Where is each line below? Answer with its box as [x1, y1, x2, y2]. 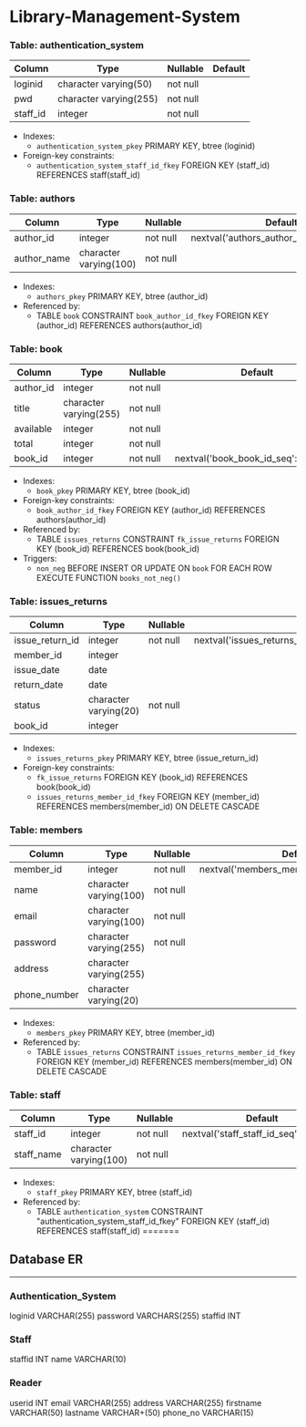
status [14, 699, 41, 712]
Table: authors [9, 192, 76, 205]
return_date [14, 678, 64, 691]
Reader [9, 1377, 43, 1390]
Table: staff [9, 1088, 62, 1101]
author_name [14, 252, 71, 264]
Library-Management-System [9, 6, 241, 27]
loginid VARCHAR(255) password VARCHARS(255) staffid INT [9, 1310, 241, 1321]
